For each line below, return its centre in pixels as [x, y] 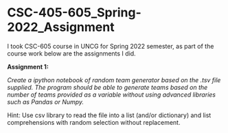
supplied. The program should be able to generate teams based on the [107, 87]
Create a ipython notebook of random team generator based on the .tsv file [114, 80]
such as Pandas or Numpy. [46, 101]
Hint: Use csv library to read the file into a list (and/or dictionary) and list [109, 115]
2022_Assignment [61, 27]
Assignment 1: [28, 66]
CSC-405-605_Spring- [75, 13]
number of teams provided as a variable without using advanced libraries [112, 95]
